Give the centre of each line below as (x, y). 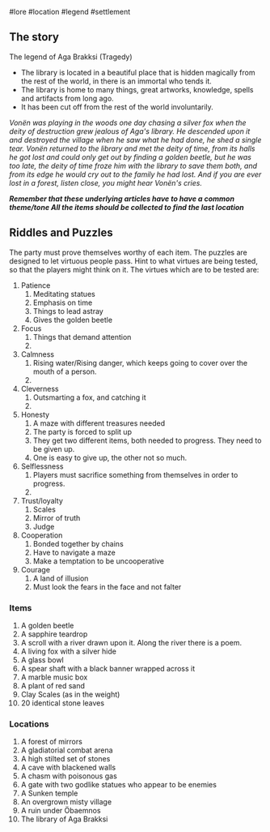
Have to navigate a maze (74, 552)
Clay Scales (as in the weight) (70, 694)
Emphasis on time (63, 302)
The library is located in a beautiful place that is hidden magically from (138, 72)
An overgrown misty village (66, 802)
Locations (29, 723)
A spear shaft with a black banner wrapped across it (108, 668)
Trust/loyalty (42, 500)
